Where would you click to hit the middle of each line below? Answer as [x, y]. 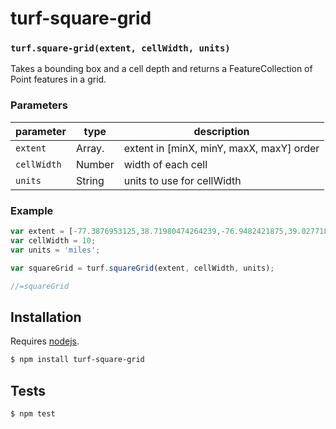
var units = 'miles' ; [55, 250]
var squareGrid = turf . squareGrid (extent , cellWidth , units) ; [142, 268]
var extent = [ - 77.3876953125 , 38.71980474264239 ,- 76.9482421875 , [149, 232]
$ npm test [33, 413]
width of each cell [165, 164]
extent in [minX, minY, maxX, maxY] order [221, 148]
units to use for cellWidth [182, 180]
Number [95, 164]
